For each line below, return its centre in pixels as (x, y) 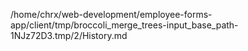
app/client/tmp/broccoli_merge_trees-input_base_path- (124, 25)
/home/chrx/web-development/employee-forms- (111, 14)
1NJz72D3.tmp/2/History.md (69, 35)
